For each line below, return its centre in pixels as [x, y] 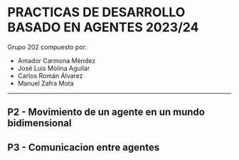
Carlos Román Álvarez [50, 76]
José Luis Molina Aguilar [54, 68]
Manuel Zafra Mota [46, 83]
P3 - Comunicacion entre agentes [84, 147]
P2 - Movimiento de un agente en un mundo [106, 112]
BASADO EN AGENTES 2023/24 [103, 27]
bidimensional [39, 124]
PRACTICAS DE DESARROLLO [96, 12]
